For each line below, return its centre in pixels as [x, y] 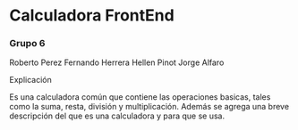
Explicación [30, 80]
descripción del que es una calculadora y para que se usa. [117, 116]
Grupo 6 [27, 44]
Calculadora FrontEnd [92, 16]
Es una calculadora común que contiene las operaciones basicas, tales [140, 97]
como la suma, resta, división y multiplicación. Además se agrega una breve [149, 107]
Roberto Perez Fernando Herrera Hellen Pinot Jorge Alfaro [117, 62]
